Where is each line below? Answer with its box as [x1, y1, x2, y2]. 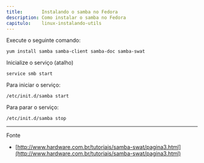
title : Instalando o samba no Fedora [6, 8, 118, 15]
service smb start [6, 71, 53, 77]
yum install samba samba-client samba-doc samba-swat [6, 48, 146, 55]
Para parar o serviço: [6, 104, 59, 111]
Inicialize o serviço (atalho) [6, 59, 74, 67]
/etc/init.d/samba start [6, 93, 69, 99]
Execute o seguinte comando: [6, 37, 81, 44]
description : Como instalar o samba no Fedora [6, 15, 126, 21]
